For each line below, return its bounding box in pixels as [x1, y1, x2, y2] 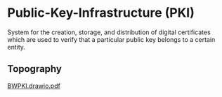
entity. [7, 43, 26, 51]
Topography [7, 63, 62, 75]
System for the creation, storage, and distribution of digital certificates [7, 28, 211, 36]
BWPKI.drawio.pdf [7, 82, 61, 90]
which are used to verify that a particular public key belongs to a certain [7, 35, 216, 43]
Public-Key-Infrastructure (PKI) [7, 5, 195, 21]
